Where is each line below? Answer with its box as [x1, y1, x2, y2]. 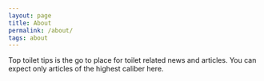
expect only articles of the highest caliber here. [8, 64, 164, 74]
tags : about [8, 33, 48, 42]
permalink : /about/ [8, 26, 74, 34]
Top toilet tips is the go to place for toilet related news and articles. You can [8, 56, 257, 65]
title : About [8, 19, 52, 27]
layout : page [8, 11, 52, 20]
